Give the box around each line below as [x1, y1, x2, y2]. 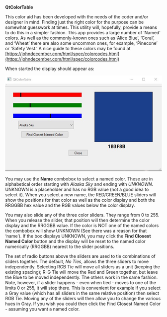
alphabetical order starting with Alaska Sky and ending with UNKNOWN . [5, 181, 154, 187]
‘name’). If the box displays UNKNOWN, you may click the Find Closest [5, 233, 151, 239]
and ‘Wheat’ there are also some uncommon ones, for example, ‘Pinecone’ [5, 40, 158, 46]
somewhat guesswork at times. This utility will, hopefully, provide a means [5, 24, 158, 30]
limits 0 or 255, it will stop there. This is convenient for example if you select [5, 285, 161, 291]
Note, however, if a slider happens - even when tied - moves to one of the [5, 279, 157, 285]
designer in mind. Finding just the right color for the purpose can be [5, 19, 144, 25]
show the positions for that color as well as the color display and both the [5, 197, 155, 203]
